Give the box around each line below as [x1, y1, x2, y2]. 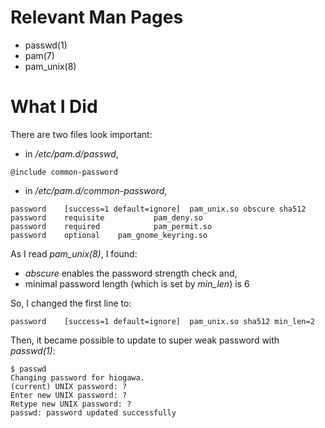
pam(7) [24, 49, 55, 61]
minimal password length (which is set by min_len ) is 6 [24, 277, 250, 290]
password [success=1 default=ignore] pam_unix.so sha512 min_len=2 [10, 316, 315, 326]
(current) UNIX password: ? [10, 381, 128, 391]
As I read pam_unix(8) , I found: [10, 247, 138, 260]
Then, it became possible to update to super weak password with [10, 334, 280, 346]
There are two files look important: [10, 128, 153, 140]
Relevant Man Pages [10, 6, 184, 29]
